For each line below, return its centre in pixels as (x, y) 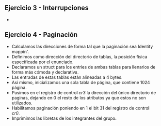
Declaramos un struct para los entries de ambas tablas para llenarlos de (83, 67)
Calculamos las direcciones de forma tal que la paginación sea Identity (82, 46)
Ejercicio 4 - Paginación (41, 35)
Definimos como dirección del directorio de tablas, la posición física (79, 56)
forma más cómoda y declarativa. (45, 72)
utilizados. (22, 103)
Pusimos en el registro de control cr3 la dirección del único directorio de (84, 92)
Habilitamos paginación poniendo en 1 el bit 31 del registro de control (80, 108)
